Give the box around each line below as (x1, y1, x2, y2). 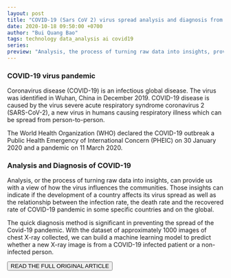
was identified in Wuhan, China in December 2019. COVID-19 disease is (7, 94, 210, 102)
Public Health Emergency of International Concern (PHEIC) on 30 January (7, 137, 217, 145)
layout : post (7, 10, 45, 17)
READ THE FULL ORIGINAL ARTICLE (10, 262, 109, 270)
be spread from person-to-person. (7, 116, 105, 124)
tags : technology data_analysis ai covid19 (7, 36, 134, 43)
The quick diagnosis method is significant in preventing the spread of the (7, 219, 214, 227)
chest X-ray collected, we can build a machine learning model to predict (7, 233, 211, 242)
